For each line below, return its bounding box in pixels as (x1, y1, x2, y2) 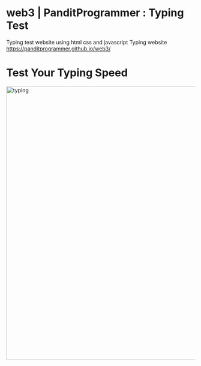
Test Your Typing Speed (6, 66, 128, 80)
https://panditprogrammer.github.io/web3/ (6, 45, 111, 52)
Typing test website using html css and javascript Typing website (6, 38, 167, 46)
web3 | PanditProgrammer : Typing (6, 6, 184, 20)
